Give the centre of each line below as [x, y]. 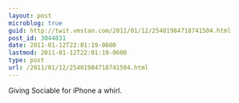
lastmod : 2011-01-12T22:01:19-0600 [68, 53]
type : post [26, 61]
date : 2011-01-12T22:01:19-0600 [62, 46]
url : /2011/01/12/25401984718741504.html [79, 68]
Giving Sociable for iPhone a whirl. [65, 90]
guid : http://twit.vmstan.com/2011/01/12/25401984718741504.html [119, 30]
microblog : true [35, 23]
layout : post [30, 16]
